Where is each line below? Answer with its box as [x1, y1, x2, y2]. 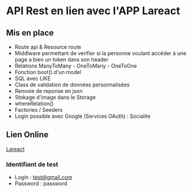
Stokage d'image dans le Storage [14, 94, 96, 101]
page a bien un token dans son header [14, 56, 109, 63]
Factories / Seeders [14, 107, 63, 113]
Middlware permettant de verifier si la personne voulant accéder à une [14, 50, 187, 57]
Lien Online [6, 130, 49, 140]
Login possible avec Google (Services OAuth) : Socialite [14, 112, 151, 120]
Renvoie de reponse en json [14, 88, 83, 94]
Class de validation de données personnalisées [14, 81, 130, 88]
